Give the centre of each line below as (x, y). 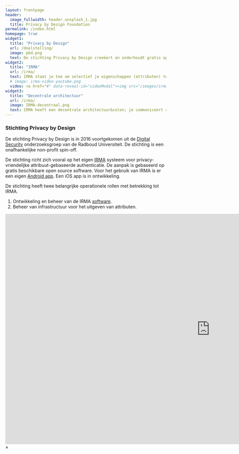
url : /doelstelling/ (32, 48)
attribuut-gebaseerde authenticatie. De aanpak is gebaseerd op (98, 165)
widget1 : (15, 39)
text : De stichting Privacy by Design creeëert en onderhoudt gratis (85, 58)
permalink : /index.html (31, 29)
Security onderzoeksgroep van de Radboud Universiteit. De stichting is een (85, 144)
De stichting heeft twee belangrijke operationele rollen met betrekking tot (82, 186)
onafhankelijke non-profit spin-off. (41, 150)
